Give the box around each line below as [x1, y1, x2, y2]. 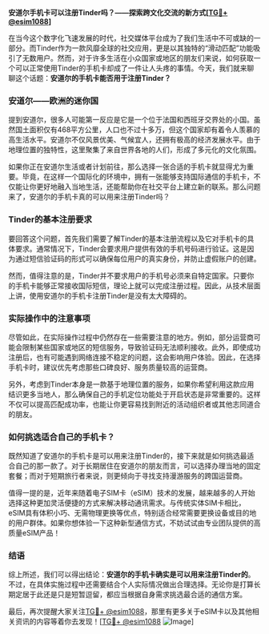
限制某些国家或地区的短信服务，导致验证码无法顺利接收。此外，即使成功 [22, 342, 261, 351]
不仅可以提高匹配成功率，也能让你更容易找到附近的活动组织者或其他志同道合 [8, 399, 261, 409]
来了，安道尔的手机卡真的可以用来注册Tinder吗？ [8, 192, 171, 202]
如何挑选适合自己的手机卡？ [8, 431, 115, 443]
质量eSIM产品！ [8, 528, 61, 538]
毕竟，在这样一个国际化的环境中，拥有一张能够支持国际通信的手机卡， [22, 172, 254, 182]
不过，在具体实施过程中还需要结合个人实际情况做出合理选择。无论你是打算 [8, 580, 254, 589]
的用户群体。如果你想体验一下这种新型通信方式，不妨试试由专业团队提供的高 [8, 518, 261, 528]
